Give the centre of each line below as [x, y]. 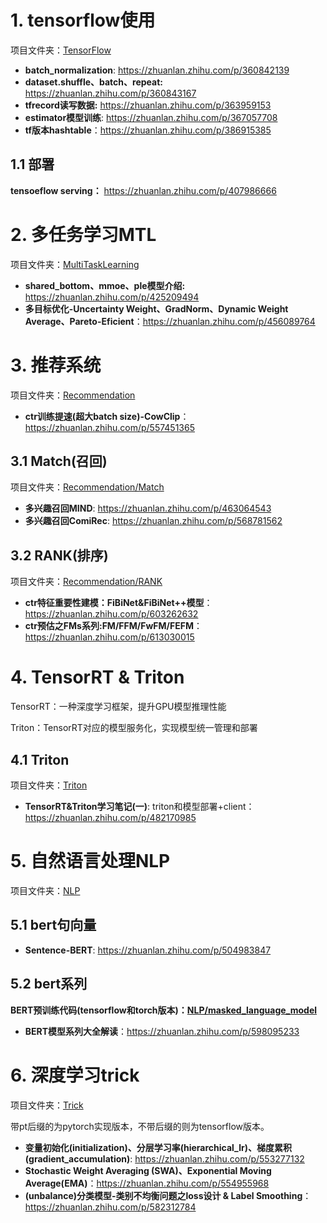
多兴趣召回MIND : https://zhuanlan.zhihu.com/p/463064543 [148, 508]
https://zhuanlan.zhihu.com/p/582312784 [110, 1207]
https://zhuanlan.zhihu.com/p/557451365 [110, 427]
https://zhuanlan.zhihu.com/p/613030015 [109, 637]
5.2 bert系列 [49, 984]
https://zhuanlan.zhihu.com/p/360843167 [110, 93]
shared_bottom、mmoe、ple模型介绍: [105, 285]
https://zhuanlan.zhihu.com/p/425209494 [112, 297]
